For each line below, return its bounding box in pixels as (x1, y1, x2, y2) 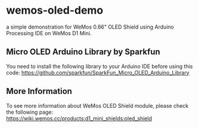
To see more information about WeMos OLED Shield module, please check (6, 102, 189, 109)
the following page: (6, 108, 53, 115)
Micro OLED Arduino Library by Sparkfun (6, 47, 160, 57)
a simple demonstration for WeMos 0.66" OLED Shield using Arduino (6, 23, 174, 30)
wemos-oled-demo (6, 4, 103, 17)
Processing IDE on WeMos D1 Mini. (6, 29, 92, 36)
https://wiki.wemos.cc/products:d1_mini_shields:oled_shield (6, 114, 153, 122)
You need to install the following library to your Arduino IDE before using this (6, 63, 193, 70)
